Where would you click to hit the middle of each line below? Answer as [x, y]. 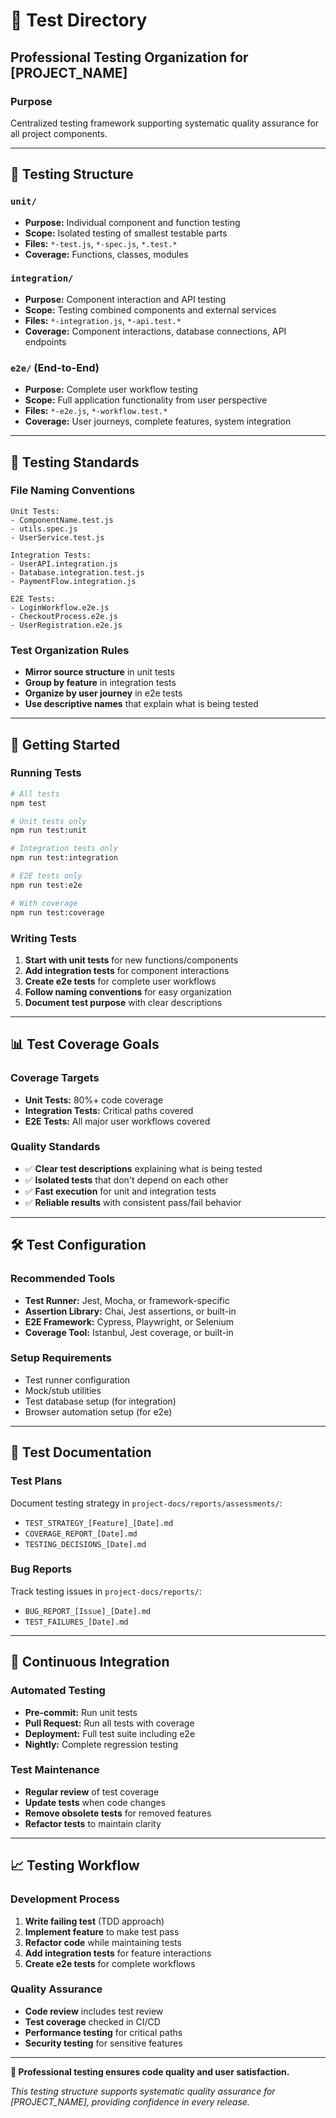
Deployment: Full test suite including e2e [110, 1733]
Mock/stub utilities [63, 1390]
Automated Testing [58, 1691]
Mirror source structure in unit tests [99, 672]
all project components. [59, 133]
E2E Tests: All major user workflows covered [117, 1121]
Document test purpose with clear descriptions [123, 1002]
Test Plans [36, 1481]
